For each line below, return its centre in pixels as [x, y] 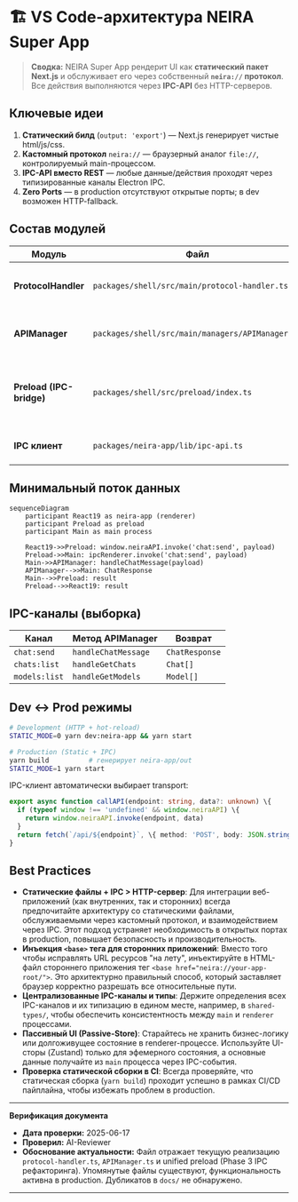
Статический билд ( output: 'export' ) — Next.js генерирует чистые [150, 135]
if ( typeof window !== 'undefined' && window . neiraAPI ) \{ [129, 810]
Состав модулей [58, 229]
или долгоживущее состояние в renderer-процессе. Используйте [146, 1043]
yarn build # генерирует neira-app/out [101, 760]
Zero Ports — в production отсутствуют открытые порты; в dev [141, 191]
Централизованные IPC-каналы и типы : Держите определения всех [154, 996]
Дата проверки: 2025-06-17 [76, 1133]
